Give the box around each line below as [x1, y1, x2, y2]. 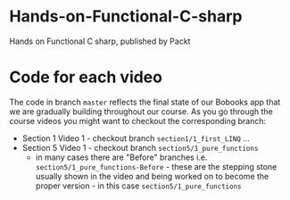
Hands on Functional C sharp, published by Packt [9, 36, 191, 46]
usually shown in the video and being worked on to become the [35, 171, 269, 181]
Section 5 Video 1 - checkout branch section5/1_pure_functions [21, 142, 259, 153]
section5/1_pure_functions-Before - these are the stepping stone [35, 161, 278, 171]
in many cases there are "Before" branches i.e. [35, 152, 208, 162]
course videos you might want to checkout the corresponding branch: [9, 115, 266, 126]
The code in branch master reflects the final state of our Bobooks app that [9, 96, 281, 107]
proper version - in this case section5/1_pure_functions [35, 180, 242, 191]
